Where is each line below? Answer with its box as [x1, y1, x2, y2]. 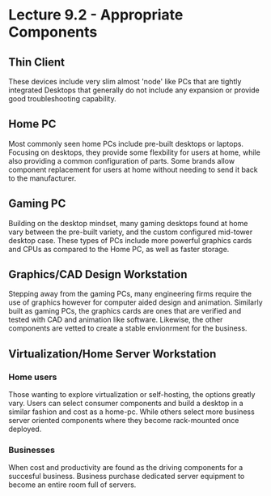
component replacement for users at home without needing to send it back [8, 165, 258, 174]
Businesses [8, 444, 55, 455]
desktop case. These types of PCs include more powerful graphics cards [8, 235, 252, 245]
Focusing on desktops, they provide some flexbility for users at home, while [8, 148, 260, 157]
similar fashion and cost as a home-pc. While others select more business [8, 407, 255, 417]
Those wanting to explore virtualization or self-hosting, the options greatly [8, 390, 256, 400]
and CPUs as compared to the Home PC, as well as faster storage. [8, 244, 230, 254]
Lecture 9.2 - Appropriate [8, 6, 184, 24]
